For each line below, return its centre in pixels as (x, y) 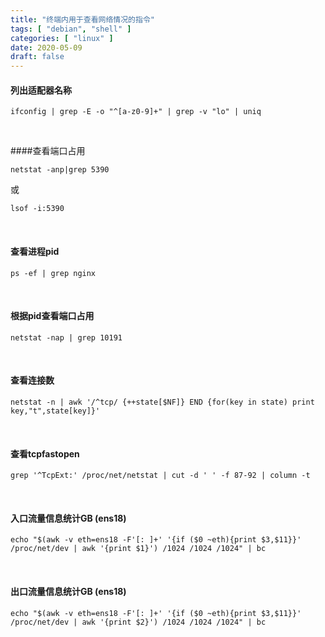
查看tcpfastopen (45, 453)
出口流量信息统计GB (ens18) (68, 591)
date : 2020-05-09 (46, 47)
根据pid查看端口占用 (52, 316)
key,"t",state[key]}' (55, 411)
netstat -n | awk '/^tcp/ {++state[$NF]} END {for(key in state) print (162, 402)
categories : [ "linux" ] (62, 38)
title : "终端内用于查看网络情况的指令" (82, 19)
